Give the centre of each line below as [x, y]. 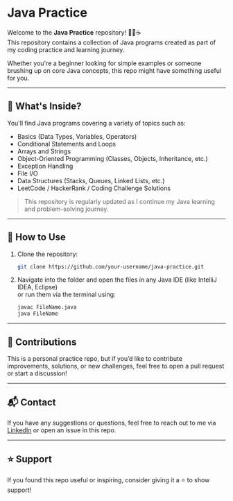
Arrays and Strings [44, 151]
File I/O [27, 173]
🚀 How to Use [36, 237]
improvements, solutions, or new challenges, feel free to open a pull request [116, 366]
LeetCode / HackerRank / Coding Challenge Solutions [94, 188]
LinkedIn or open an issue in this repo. [62, 430]
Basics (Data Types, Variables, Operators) [77, 136]
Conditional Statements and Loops [67, 144]
